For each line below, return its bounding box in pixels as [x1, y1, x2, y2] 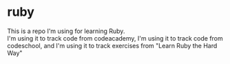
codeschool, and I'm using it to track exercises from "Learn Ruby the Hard [7, 41, 218, 50]
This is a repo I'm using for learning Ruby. [7, 27, 125, 35]
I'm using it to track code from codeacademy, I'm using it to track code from [7, 34, 224, 42]
